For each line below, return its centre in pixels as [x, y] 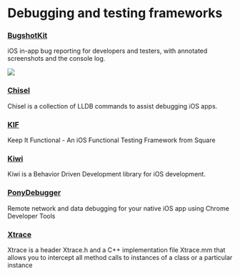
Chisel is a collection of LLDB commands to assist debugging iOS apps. [112, 106]
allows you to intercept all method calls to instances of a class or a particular [120, 257]
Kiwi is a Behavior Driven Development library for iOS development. [106, 174]
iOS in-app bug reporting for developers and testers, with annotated [107, 51]
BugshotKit [27, 36]
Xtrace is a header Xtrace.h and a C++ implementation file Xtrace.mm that [116, 250]
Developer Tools [31, 216]
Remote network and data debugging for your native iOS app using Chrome [119, 208]
